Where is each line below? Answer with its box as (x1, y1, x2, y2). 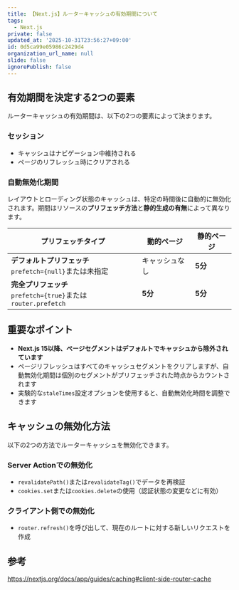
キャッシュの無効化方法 (7, 421, 110, 433)
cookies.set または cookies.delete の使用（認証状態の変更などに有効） (17, 486, 223, 495)
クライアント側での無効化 (7, 506, 95, 516)
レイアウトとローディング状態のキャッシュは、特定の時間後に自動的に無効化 (7, 195, 232, 204)
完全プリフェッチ (11, 280, 69, 290)
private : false (7, 30, 53, 38)
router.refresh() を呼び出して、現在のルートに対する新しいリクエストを (17, 524, 231, 532)
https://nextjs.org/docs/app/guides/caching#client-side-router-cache (7, 574, 212, 584)
